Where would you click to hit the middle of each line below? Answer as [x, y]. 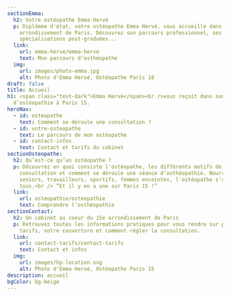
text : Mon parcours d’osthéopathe [68, 58]
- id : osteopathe [38, 115]
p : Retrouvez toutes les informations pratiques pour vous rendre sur [116, 224]
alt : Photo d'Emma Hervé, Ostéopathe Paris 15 [87, 269]
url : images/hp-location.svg [61, 262]
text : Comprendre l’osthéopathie [67, 205]
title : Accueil [29, 90]
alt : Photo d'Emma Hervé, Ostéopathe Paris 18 [87, 77]
